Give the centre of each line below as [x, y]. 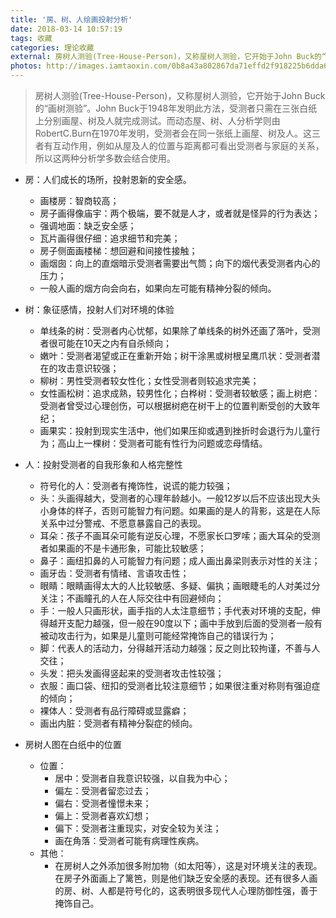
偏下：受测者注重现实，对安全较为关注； [138, 828]
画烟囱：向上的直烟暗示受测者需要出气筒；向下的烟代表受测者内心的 [180, 263]
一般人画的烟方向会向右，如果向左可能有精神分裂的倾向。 [158, 288]
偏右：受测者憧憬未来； [103, 803]
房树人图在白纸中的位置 [73, 744]
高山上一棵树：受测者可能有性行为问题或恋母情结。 [162, 443]
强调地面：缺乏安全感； [88, 225]
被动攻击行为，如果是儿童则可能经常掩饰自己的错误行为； [158, 635]
